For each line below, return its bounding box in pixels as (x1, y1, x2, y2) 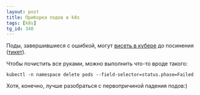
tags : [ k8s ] (6, 20, 36, 26)
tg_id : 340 (6, 25, 34, 32)
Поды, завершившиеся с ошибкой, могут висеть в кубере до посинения (6, 42, 194, 49)
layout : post (6, 8, 39, 15)
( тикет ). (6, 49, 26, 56)
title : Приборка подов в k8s (6, 14, 80, 20)
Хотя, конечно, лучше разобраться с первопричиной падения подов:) (6, 82, 188, 90)
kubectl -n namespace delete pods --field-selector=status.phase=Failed (6, 72, 194, 78)
